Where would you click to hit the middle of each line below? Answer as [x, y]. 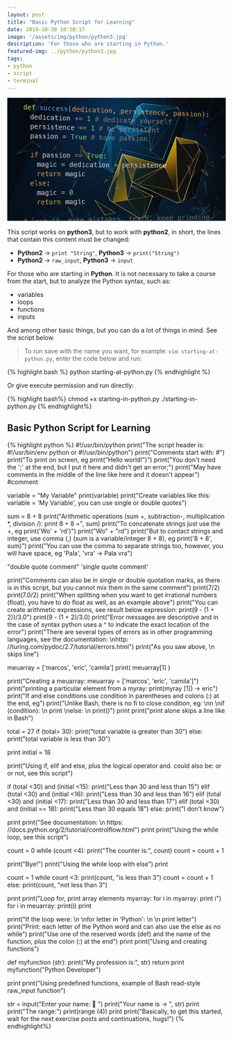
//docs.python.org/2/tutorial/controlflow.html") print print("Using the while [113, 829]
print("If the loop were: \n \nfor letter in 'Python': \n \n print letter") [102, 919]
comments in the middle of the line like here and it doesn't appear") [103, 474]
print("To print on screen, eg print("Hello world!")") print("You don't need [112, 460]
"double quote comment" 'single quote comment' [78, 566]
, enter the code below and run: [97, 359]
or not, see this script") [40, 773]
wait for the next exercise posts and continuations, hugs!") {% [96, 1018]
